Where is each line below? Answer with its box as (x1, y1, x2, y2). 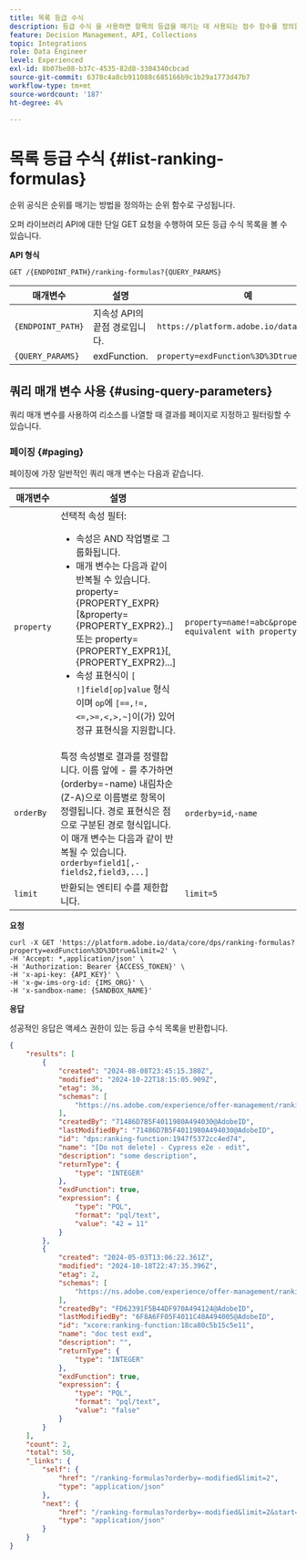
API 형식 (9, 250, 40, 261)
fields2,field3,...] (60, 868, 149, 878)
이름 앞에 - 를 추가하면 (81, 764, 174, 776)
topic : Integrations (9, 38, 88, 48)
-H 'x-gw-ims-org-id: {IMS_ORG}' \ (9, 978, 145, 988)
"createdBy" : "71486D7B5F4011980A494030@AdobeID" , (57, 1117, 255, 1127)
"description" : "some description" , (57, 1151, 198, 1160)
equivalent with (184, 627, 255, 637)
